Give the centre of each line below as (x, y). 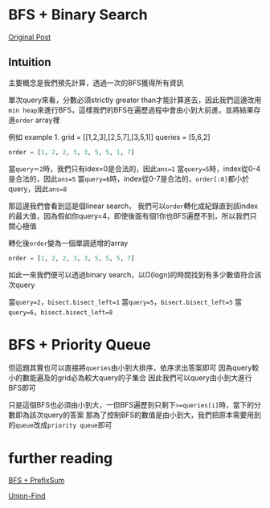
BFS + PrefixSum (37, 481)
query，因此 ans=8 (38, 188)
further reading (61, 458)
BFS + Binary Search (78, 15)
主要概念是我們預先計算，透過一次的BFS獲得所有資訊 (96, 83)
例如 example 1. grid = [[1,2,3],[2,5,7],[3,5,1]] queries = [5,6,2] (109, 137)
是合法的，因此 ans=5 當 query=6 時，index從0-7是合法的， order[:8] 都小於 (129, 178)
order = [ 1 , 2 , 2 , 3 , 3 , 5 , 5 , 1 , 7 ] (72, 152)
